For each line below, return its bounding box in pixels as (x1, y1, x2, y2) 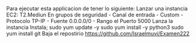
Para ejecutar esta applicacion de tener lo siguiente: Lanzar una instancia (6, 5, 188, 12)
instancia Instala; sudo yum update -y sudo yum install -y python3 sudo (6, 24, 184, 31)
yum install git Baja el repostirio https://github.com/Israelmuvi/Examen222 (6, 30, 190, 37)
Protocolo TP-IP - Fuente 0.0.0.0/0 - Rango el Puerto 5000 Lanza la (6, 18, 173, 24)
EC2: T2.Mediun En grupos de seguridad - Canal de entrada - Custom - (6, 11, 183, 18)
